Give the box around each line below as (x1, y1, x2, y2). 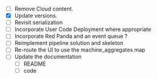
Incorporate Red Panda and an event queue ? (14, 33, 128, 40)
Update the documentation (14, 53, 82, 60)
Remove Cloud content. (14, 5, 73, 12)
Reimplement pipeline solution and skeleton (14, 39, 124, 47)
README (23, 60, 46, 67)
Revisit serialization (14, 19, 63, 26)
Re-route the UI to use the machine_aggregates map (14, 46, 145, 53)
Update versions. (14, 12, 58, 19)
